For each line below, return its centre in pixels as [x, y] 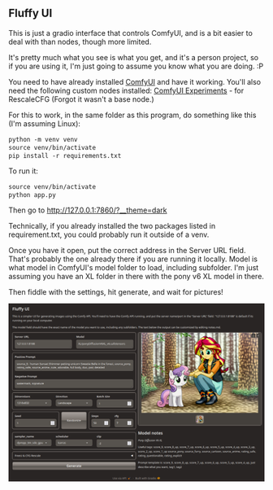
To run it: [24, 171]
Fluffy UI [30, 13]
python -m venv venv [43, 139]
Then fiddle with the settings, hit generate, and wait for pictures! [116, 291]
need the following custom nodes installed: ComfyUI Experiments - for [126, 90]
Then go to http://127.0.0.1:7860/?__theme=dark [88, 210]
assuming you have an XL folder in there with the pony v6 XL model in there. [136, 276]
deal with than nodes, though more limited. [80, 42]
